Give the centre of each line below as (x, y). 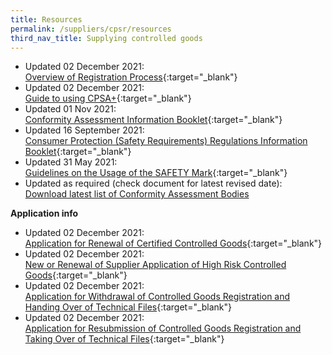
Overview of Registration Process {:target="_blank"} (131, 77)
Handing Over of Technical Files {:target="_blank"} (128, 307)
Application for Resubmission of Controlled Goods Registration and (163, 328)
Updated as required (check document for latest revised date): (153, 183)
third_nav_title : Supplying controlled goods (106, 38)
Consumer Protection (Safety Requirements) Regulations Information (166, 141)
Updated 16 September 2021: (84, 130)
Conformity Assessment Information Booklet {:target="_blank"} (153, 120)
